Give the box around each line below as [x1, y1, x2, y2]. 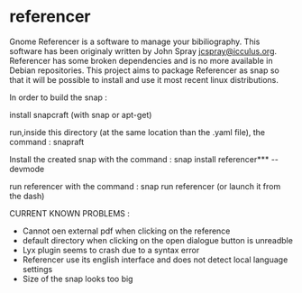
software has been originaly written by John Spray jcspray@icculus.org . [9, 45, 278, 56]
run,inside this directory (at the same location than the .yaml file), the [9, 126, 266, 137]
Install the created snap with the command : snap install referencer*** [9, 153, 270, 164]
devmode [9, 163, 45, 174]
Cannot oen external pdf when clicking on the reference [22, 225, 231, 236]
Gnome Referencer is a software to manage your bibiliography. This [9, 36, 261, 47]
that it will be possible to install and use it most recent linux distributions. [9, 74, 279, 85]
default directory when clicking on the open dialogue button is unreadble [22, 234, 293, 245]
